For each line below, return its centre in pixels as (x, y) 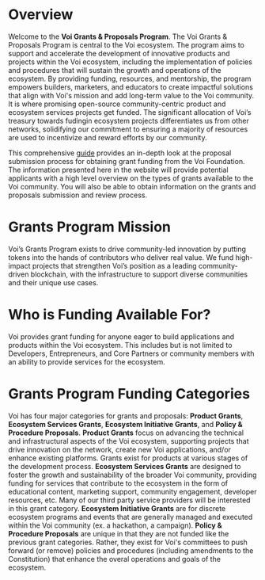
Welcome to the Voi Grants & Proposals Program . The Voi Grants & (118, 36)
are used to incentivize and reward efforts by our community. (108, 137)
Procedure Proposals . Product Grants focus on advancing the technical (126, 433)
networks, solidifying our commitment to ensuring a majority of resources (128, 129)
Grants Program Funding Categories (129, 394)
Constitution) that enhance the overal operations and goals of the (115, 559)
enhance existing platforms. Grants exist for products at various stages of (128, 458)
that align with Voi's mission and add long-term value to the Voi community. (131, 95)
